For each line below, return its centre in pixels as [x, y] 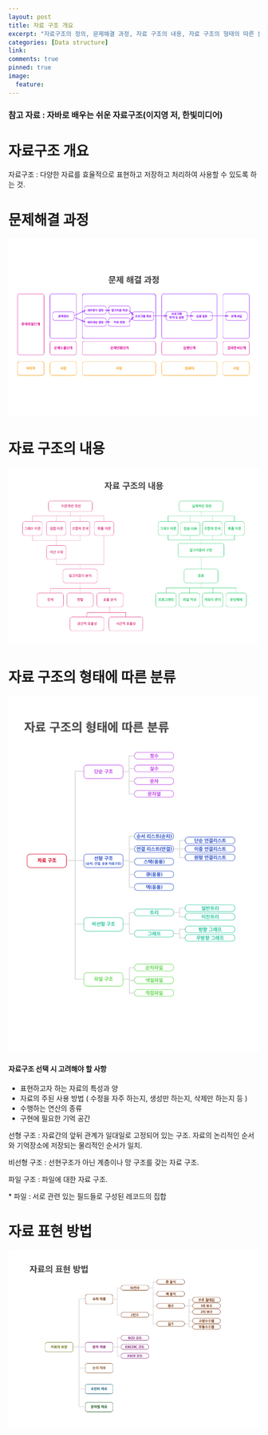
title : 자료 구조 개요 [41, 25]
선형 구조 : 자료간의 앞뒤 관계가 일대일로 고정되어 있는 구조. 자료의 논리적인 [124, 1135]
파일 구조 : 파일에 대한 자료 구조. [58, 1179]
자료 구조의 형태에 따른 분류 [92, 677]
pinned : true [30, 68]
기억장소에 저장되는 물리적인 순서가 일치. [79, 1145]
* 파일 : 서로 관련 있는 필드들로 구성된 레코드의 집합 [87, 1196]
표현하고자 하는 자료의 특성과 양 [69, 1088]
